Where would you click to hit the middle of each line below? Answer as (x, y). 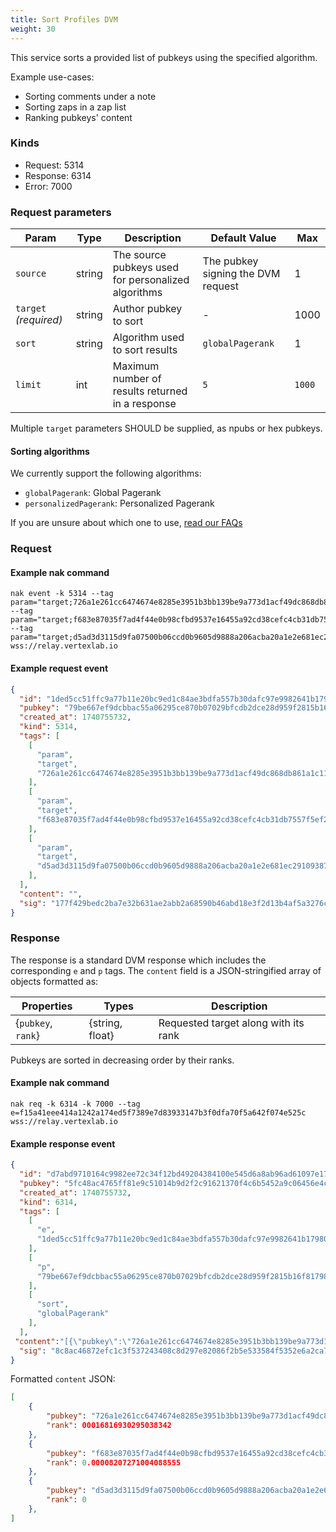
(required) (39, 320)
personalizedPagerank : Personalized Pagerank (119, 503)
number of (137, 379)
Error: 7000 (48, 186)
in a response (144, 404)
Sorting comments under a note (90, 96)
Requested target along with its (231, 1023)
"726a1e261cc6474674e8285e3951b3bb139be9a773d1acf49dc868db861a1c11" (184, 773)
